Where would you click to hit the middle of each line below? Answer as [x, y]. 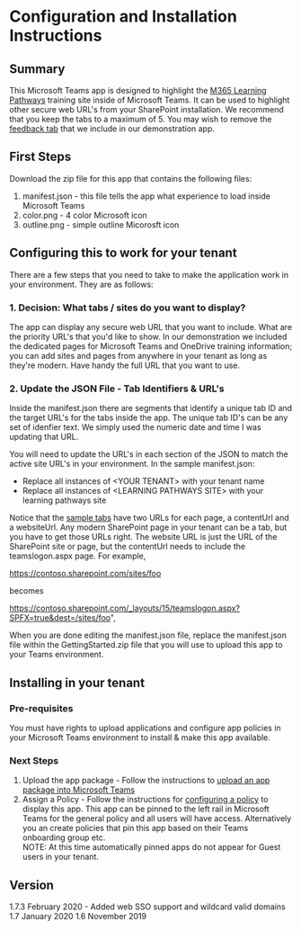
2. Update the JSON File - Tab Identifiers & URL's [117, 389]
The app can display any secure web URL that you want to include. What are [151, 326]
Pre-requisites [41, 708]
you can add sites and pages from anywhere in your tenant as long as [138, 355]
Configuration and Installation [124, 17]
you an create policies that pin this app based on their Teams [135, 828]
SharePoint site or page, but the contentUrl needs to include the [127, 547]
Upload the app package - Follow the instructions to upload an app [146, 781]
